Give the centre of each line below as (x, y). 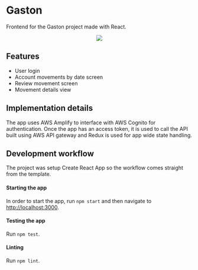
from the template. (29, 174)
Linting (15, 247)
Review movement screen (46, 83)
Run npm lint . (23, 261)
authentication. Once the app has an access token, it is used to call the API (97, 128)
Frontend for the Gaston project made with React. (66, 27)
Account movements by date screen (59, 77)
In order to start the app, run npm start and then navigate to (79, 201)
